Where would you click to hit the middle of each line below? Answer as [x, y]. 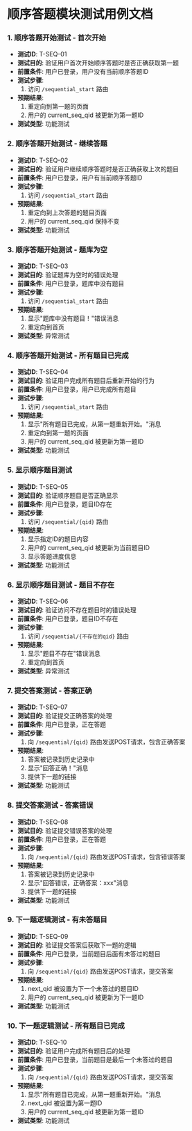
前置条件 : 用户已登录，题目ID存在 [64, 504]
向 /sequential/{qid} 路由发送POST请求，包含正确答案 [106, 742]
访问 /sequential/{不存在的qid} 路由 [78, 636]
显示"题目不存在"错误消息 [64, 653]
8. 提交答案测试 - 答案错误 [50, 805]
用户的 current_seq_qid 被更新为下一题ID [86, 997]
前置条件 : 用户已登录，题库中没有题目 [71, 283]
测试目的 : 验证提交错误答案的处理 [64, 830]
